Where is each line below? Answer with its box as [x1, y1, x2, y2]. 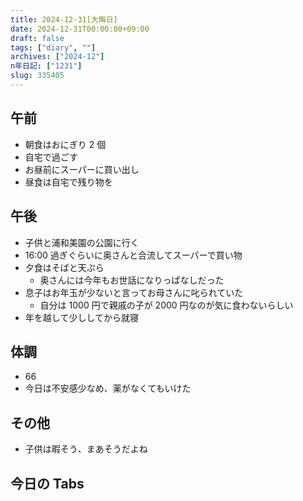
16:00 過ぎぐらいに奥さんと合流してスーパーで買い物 [24, 249, 243, 261]
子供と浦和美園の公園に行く [24, 236, 140, 248]
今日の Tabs [10, 475, 85, 492]
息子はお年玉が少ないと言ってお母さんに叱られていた [24, 286, 244, 298]
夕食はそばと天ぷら [24, 261, 105, 273]
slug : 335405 [10, 71, 65, 81]
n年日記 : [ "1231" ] [10, 61, 83, 71]
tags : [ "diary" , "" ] [10, 42, 97, 53]
